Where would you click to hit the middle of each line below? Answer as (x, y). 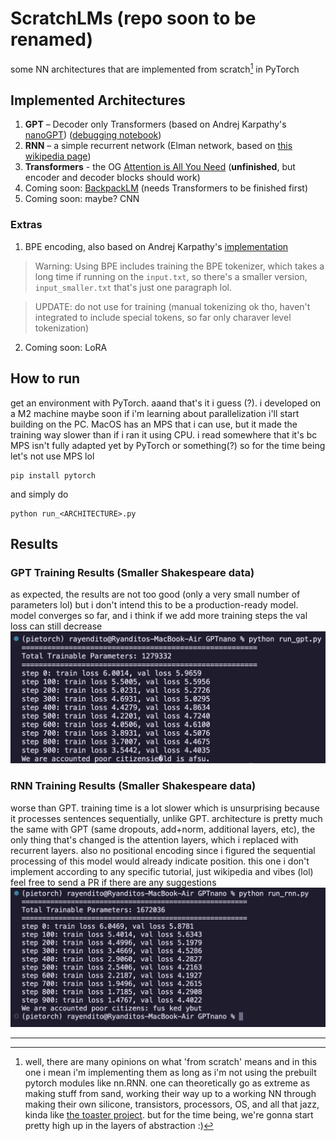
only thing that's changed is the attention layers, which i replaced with (154, 839)
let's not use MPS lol (52, 456)
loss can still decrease (56, 626)
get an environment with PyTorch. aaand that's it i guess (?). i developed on (166, 403)
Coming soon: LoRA (66, 347)
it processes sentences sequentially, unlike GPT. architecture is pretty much (166, 818)
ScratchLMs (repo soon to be (133, 18)
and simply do (39, 494)
